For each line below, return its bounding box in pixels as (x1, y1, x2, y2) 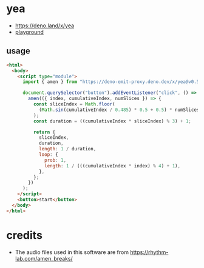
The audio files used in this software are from (15, 248, 129, 256)
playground (15, 28, 44, 35)
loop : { (38, 152, 59, 158)
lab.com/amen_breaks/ (15, 255, 73, 262)
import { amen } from (22, 79, 78, 85)
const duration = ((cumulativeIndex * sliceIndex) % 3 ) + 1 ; (33, 118, 191, 124)
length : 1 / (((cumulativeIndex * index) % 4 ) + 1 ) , (44, 162, 181, 169)
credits (6, 228, 42, 242)
